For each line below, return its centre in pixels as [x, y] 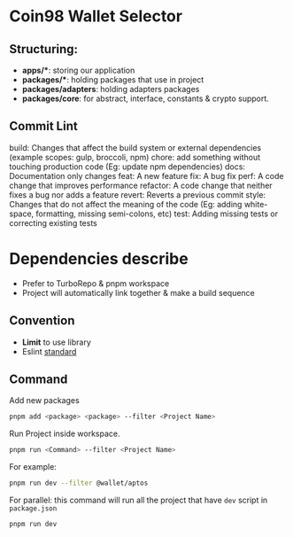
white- [256, 204]
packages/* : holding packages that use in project [113, 80]
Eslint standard [49, 351]
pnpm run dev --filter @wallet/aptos [79, 483]
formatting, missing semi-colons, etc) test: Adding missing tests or [157, 214]
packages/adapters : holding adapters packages [111, 89]
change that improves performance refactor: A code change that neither [141, 185]
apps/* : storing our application [78, 70]
